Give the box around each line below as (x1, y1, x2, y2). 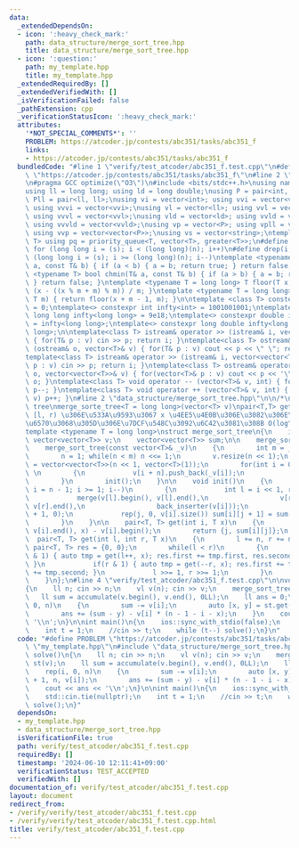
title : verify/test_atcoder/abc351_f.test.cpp (9, 825, 185, 834)
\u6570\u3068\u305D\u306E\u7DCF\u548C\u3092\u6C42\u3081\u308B (25, 419, 265, 428)
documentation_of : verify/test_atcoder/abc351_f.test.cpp (9, 783, 229, 793)
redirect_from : (9, 800, 66, 809)
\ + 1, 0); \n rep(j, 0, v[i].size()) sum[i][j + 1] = (25, 510, 273, 519)
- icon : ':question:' (17, 54, 98, 63)
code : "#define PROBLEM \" (17, 634, 117, 643)
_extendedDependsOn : (17, 21, 93, 30)
